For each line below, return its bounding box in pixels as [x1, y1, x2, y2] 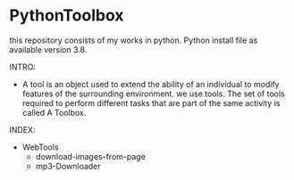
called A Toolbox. [21, 107, 87, 118]
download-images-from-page [35, 151, 146, 161]
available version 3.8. [9, 44, 88, 54]
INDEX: [9, 124, 36, 135]
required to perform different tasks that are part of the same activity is [21, 97, 281, 108]
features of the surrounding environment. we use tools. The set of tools [21, 88, 285, 99]
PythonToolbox [9, 5, 124, 26]
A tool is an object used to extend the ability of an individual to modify [21, 78, 280, 89]
